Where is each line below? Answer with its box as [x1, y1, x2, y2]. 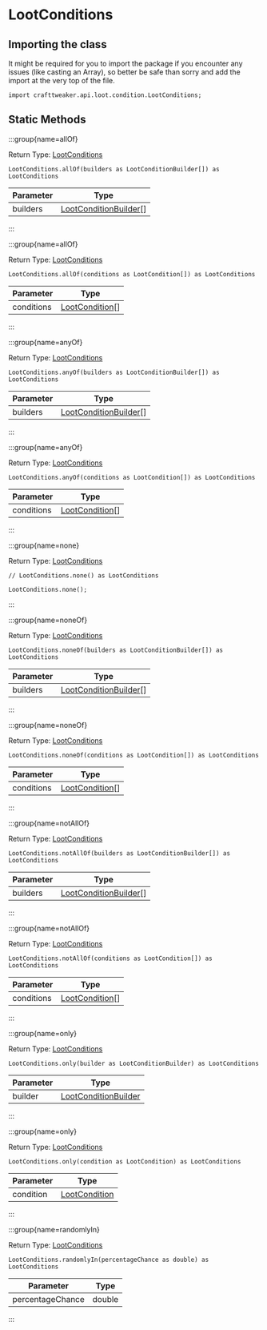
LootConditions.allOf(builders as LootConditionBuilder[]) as [8, 165, 220, 173]
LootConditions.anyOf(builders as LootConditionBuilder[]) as [8, 368, 220, 376]
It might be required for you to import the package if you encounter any [8, 58, 243, 68]
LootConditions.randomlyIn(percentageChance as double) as [8, 1256, 209, 1264]
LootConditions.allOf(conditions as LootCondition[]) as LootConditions [8, 270, 256, 278]
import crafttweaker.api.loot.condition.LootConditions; [8, 91, 202, 99]
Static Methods [8, 113, 86, 127]
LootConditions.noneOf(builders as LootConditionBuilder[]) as [8, 646, 224, 654]
